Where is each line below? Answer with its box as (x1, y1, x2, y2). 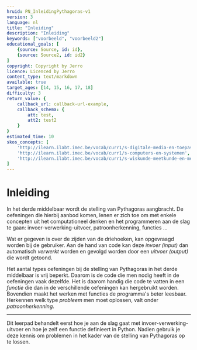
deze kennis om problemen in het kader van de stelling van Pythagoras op (6, 332, 185, 339)
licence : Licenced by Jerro (6, 68, 75, 74)
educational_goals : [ (6, 42, 60, 47)
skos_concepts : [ (6, 139, 49, 145)
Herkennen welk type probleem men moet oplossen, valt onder (6, 297, 158, 304)
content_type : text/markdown (6, 74, 78, 80)
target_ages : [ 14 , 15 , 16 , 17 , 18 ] (6, 85, 94, 91)
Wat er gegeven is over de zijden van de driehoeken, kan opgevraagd (6, 235, 174, 243)
